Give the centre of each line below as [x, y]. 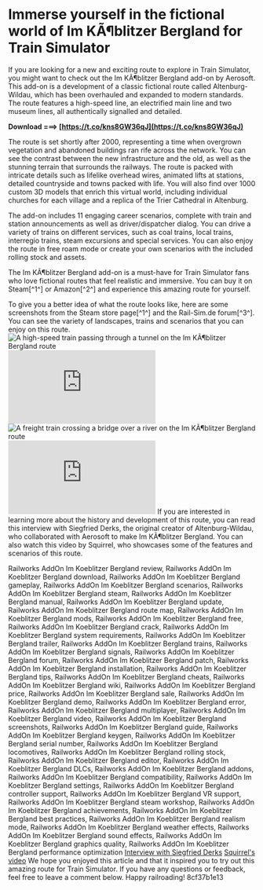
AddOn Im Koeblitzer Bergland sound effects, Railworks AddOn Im [115, 835]
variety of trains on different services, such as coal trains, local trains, [121, 232]
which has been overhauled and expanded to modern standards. [139, 94]
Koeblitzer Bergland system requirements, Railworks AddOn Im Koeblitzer [127, 635]
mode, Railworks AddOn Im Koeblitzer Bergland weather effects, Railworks [129, 827]
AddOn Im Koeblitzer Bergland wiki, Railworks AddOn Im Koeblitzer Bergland [132, 685]
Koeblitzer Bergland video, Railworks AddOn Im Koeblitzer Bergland [117, 718]
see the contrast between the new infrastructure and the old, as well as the [130, 158]
